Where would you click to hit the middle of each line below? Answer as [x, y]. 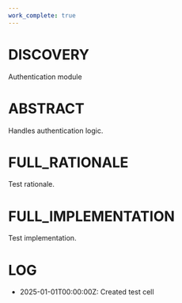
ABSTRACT [46, 108]
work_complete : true [42, 15]
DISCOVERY [49, 54]
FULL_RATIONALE [68, 162]
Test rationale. [32, 184]
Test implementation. [42, 238]
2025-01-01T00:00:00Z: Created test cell [87, 292]
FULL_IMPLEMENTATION [92, 216]
